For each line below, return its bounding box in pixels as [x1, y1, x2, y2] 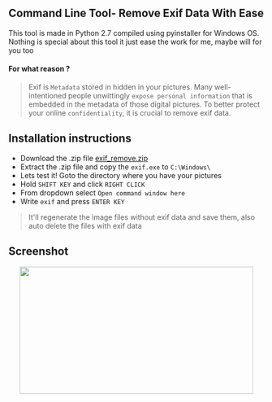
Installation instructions [8, 132, 132, 146]
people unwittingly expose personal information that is [67, 91, 253, 101]
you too [8, 45, 34, 55]
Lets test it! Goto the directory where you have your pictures [19, 170, 222, 180]
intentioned [28, 91, 67, 101]
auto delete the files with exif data [28, 221, 142, 230]
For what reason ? [8, 64, 71, 74]
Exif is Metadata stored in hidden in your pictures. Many [28, 82, 213, 92]
